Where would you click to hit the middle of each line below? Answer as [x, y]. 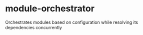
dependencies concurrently [34, 27]
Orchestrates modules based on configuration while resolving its [72, 22]
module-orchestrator [50, 9]
